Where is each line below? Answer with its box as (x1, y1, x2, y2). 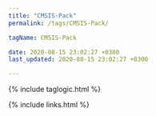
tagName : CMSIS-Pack (8, 34, 78, 42)
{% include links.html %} (8, 100, 90, 110)
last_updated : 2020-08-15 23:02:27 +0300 (8, 55, 149, 64)
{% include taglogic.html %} (8, 85, 102, 94)
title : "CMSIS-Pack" (8, 11, 78, 20)
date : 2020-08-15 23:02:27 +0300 (8, 48, 120, 56)
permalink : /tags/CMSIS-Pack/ (8, 19, 110, 27)
